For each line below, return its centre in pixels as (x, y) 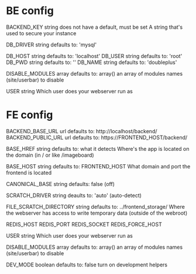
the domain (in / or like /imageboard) (50, 155)
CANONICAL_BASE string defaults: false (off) (61, 184)
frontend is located (29, 172)
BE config (30, 11)
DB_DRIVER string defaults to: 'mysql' (51, 45)
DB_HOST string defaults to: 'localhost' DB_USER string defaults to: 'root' (94, 56)
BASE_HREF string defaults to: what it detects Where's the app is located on (98, 148)
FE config (30, 115)
